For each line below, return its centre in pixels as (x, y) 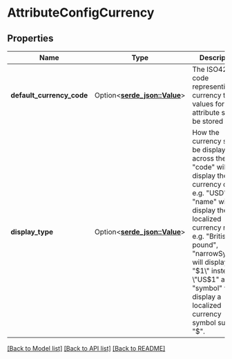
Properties (30, 38)
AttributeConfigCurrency (81, 13)
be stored (208, 121)
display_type (32, 232)
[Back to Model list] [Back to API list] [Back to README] (86, 348)
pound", (205, 245)
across (203, 158)
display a (207, 297)
